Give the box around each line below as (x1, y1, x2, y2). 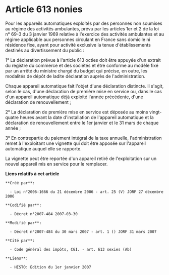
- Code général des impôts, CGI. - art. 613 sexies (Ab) (10, 247, 132, 252)
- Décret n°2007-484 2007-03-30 (10, 211, 78, 216)
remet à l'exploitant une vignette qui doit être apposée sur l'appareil (5, 140, 146, 146)
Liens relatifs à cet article (5, 171, 60, 177)
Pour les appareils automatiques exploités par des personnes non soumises (5, 20, 162, 26)
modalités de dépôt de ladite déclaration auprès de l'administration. (5, 73, 145, 79)
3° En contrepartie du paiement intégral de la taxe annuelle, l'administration (5, 135, 162, 141)
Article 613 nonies (5, 4, 83, 15)
